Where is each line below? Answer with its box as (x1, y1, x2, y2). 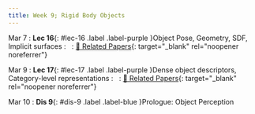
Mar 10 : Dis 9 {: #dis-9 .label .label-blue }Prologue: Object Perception (8, 97, 234, 106)
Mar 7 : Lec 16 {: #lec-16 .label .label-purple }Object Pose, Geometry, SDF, (8, 33, 248, 42)
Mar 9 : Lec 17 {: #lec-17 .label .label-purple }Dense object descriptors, (8, 64, 237, 75)
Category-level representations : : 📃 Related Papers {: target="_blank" (8, 73, 237, 83)
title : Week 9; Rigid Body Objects (8, 11, 126, 20)
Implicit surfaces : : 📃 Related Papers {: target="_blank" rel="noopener (8, 41, 239, 51)
